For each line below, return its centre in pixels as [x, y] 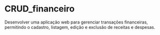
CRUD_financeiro [40, 9]
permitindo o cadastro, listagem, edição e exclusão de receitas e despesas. [80, 27]
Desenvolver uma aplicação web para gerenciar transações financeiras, [76, 22]
